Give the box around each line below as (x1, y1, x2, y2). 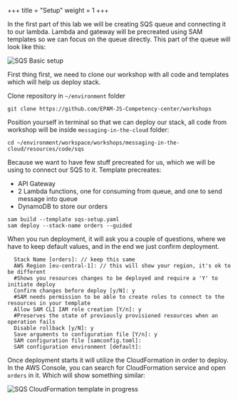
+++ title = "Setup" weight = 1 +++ (7, 6, 109, 14)
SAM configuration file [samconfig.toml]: (14, 337, 142, 344)
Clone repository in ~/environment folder (7, 92, 126, 100)
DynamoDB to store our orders (17, 202, 108, 210)
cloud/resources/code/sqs (7, 145, 84, 153)
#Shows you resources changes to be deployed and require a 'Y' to (14, 275, 219, 282)
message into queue (17, 195, 78, 202)
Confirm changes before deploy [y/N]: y (14, 287, 135, 294)
